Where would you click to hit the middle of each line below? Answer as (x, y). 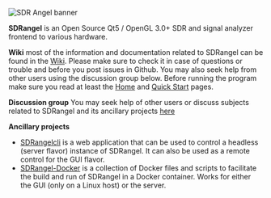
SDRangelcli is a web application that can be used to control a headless (139, 142)
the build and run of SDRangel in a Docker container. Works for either (135, 177)
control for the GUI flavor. (62, 159)
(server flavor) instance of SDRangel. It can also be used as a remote (135, 151)
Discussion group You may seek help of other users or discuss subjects (129, 102)
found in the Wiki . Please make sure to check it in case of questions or (125, 61)
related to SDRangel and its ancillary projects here (92, 111)
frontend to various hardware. (58, 37)
